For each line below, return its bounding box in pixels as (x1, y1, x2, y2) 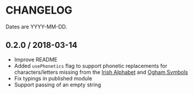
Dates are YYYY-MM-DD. (5, 23, 68, 30)
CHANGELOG (5, 4, 72, 17)
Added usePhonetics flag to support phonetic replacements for (14, 62, 167, 69)
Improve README (14, 56, 58, 63)
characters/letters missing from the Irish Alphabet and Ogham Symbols (14, 69, 188, 76)
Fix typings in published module (14, 74, 93, 82)
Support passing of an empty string (14, 81, 101, 88)
